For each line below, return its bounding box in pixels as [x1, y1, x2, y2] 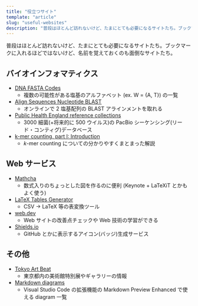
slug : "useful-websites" [6, 19, 67, 25]
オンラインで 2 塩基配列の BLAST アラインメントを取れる [23, 105, 163, 112]
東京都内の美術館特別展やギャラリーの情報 [23, 272, 127, 279]
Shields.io [14, 223, 39, 230]
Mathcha [14, 175, 37, 182]
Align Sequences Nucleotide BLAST [14, 98, 102, 105]
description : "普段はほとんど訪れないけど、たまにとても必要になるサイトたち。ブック [6, 25, 192, 31]
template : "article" [6, 14, 57, 20]
